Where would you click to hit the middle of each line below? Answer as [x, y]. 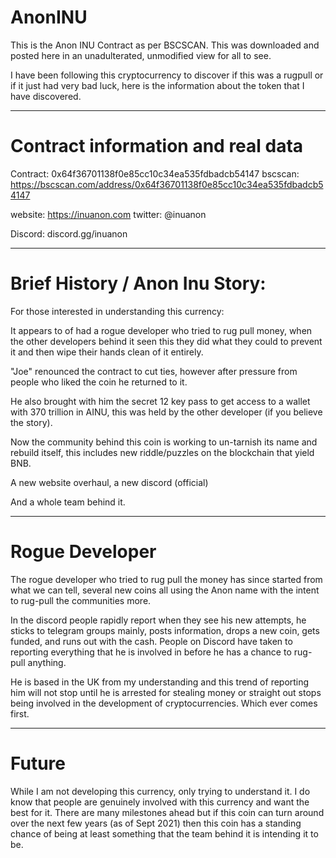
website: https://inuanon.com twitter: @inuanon [108, 214]
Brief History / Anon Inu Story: [138, 283]
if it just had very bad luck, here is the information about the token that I [157, 85]
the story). [31, 422]
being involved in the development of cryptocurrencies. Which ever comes [164, 703]
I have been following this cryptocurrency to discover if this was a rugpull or [167, 75]
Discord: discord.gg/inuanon [69, 233]
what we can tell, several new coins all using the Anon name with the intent [165, 590]
